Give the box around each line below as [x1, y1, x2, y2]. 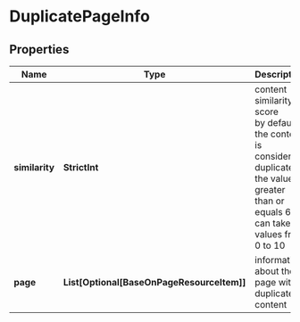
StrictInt [62, 161, 99, 173]
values [254, 228, 283, 240]
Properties [9, 42, 70, 57]
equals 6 [254, 206, 292, 218]
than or [254, 194, 285, 207]
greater [254, 184, 286, 195]
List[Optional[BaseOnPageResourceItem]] [62, 277, 246, 288]
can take [254, 217, 291, 229]
